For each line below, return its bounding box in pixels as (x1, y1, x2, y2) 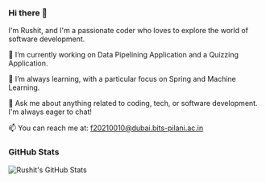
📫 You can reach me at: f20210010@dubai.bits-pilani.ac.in (8, 123, 204, 133)
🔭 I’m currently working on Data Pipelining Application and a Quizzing (8, 50, 239, 60)
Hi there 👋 (8, 7, 48, 19)
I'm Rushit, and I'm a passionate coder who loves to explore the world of (8, 26, 248, 36)
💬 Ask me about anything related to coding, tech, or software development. (8, 99, 258, 108)
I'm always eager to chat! (8, 107, 93, 116)
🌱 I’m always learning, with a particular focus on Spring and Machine (8, 74, 236, 84)
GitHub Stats (8, 146, 60, 158)
